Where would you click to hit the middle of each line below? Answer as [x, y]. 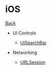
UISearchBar [33, 43]
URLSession [33, 62]
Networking [25, 52]
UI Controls [24, 33]
